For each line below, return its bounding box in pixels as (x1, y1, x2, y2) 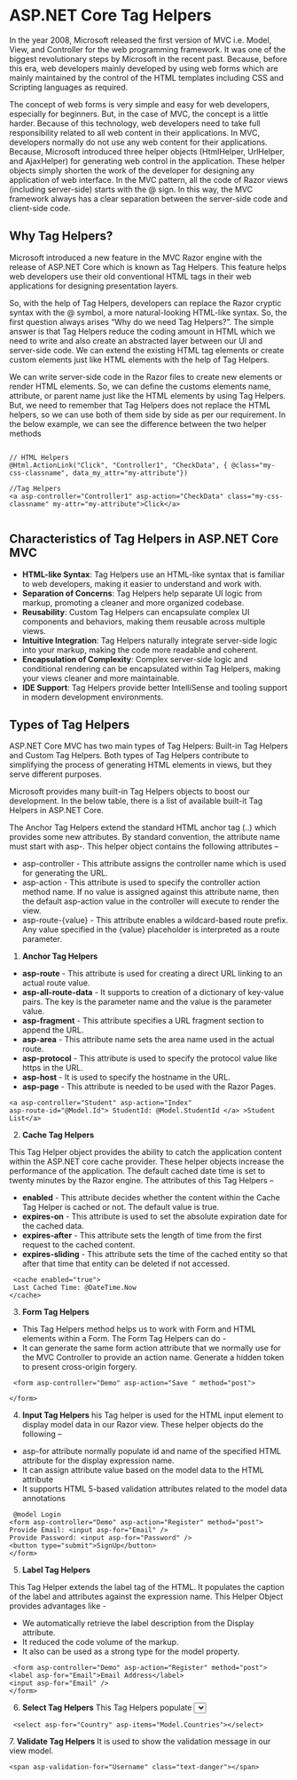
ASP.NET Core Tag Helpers (9, 5, 212, 26)
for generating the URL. (21, 867, 108, 879)
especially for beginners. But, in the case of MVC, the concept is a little (9, 108, 269, 119)
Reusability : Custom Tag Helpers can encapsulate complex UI (21, 606, 250, 617)
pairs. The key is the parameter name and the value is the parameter (21, 996, 272, 1008)
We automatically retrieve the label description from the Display (21, 1618, 254, 1629)
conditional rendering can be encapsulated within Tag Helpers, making (21, 663, 281, 674)
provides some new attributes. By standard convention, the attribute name (9, 832, 281, 843)
